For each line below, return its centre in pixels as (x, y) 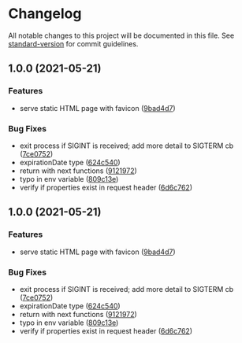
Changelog (45, 14)
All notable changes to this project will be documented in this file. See (121, 35)
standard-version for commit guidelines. (73, 43)
